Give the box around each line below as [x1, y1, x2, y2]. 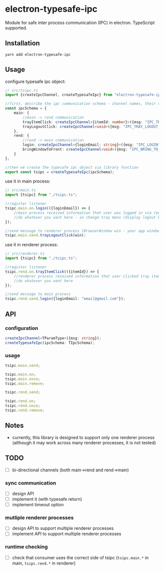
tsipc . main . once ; [5, 376, 41, 381]
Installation [5, 39, 40, 48]
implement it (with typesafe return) [12, 496, 82, 502]
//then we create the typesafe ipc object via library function [5, 165, 139, 170]
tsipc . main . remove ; [5, 381, 45, 386]
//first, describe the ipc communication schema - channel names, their [5, 102, 156, 106]
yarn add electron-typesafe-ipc [5, 52, 71, 57]
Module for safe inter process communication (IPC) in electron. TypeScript [5, 20, 155, 26]
